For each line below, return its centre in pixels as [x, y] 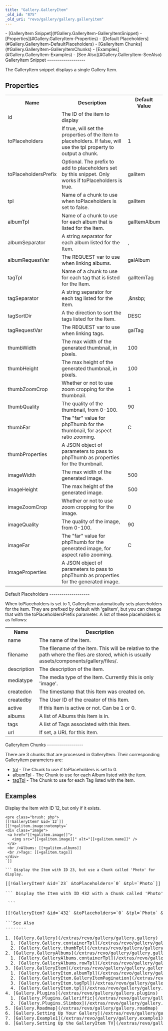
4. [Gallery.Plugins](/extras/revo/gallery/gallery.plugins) [82, 993]
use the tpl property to [88, 147]
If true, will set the [83, 128]
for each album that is [87, 222]
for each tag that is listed [91, 278]
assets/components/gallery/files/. [79, 661]
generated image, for [86, 549]
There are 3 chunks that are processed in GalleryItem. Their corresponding [82, 755]
